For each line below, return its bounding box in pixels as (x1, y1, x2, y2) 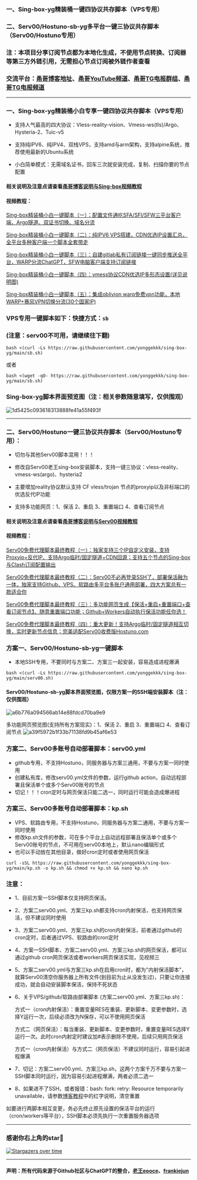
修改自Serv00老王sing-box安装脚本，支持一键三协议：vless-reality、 (14, 463, 182, 470)
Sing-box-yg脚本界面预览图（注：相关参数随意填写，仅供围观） (6, 393, 187, 401)
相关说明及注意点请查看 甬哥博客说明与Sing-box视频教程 (6, 183, 142, 190)
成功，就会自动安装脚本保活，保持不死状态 (14, 981, 118, 988)
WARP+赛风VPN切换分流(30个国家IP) (6, 298, 96, 305)
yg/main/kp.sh (6, 865, 41, 871)
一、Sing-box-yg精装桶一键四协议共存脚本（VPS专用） (6, 5, 163, 13)
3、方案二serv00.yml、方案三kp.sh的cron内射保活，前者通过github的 (14, 926, 182, 934)
